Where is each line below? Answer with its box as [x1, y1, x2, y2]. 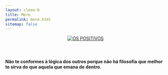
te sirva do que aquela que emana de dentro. [5, 64, 102, 70]
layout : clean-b [5, 7, 40, 13]
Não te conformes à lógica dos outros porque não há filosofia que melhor [5, 59, 163, 65]
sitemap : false [5, 21, 38, 27]
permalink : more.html [5, 17, 51, 22]
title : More [5, 12, 31, 17]
